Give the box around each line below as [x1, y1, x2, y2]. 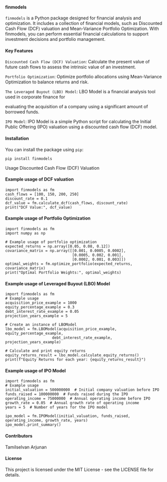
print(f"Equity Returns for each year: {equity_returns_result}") [5, 357, 146, 362]
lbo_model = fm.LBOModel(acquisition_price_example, [5, 327, 117, 332]
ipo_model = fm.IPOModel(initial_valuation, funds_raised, [5, 414, 131, 419]
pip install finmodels [5, 156, 52, 161]
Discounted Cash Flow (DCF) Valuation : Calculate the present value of [5, 59, 150, 65]
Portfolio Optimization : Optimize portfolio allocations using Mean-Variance [5, 74, 162, 80]
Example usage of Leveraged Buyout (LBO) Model [5, 280, 111, 286]
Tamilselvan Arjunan [5, 444, 47, 450]
